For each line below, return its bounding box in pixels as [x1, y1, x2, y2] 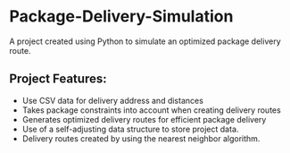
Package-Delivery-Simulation [9, 6, 234, 27]
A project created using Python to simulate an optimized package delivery [9, 36, 281, 47]
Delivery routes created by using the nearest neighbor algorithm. [21, 132, 261, 144]
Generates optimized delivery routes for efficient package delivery [21, 114, 267, 124]
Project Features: [9, 72, 107, 87]
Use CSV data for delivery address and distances [21, 95, 203, 106]
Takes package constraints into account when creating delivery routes [21, 105, 281, 115]
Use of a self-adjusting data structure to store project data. [21, 123, 239, 134]
